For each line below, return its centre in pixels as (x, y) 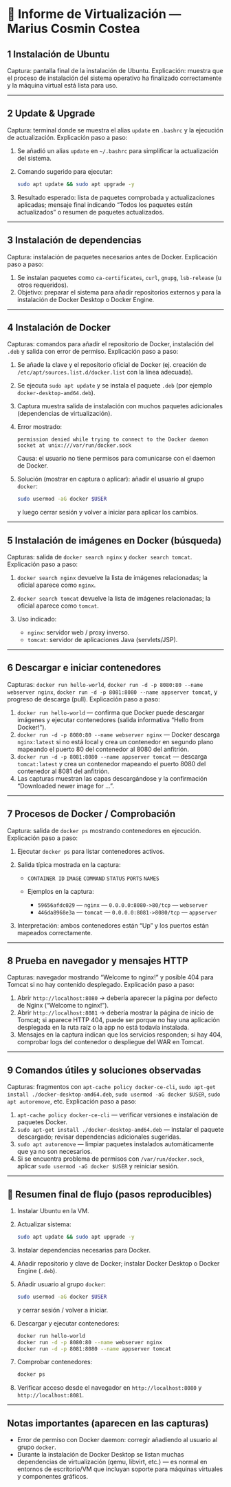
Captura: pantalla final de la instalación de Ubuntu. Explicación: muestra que (115, 71)
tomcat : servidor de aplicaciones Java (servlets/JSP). (102, 640)
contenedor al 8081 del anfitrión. (63, 771)
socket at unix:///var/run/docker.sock (74, 446)
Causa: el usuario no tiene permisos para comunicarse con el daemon (116, 459)
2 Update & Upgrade (51, 113)
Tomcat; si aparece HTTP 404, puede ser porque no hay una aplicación (118, 1020)
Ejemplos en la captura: (60, 891)
